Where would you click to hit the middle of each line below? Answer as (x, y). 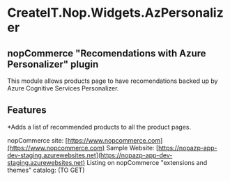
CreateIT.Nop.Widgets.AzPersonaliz (116, 13)
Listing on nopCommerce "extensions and (147, 162)
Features (27, 110)
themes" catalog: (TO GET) (46, 170)
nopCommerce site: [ (38, 140)
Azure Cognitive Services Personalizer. (63, 88)
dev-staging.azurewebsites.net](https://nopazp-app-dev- (90, 155)
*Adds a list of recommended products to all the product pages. (99, 127)
